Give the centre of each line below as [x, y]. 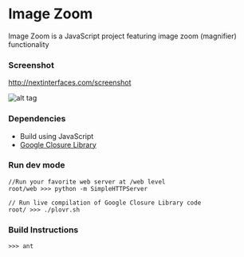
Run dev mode [37, 165]
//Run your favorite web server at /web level [87, 182]
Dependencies [37, 119]
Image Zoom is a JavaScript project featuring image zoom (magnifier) [122, 36]
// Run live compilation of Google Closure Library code [105, 203]
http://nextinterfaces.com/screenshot [70, 83]
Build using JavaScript [57, 136]
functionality [29, 44]
